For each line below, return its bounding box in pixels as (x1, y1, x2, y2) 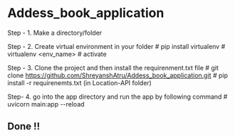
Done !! (7, 121, 41, 133)
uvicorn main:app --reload (7, 99, 85, 108)
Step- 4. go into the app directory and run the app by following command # (7, 92, 228, 101)
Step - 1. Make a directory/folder (7, 28, 103, 37)
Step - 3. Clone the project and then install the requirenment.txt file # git (7, 63, 219, 72)
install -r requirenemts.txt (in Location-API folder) (7, 78, 152, 87)
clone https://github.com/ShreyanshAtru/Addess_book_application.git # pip (7, 71, 228, 80)
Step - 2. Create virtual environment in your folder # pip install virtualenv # (7, 42, 226, 50)
